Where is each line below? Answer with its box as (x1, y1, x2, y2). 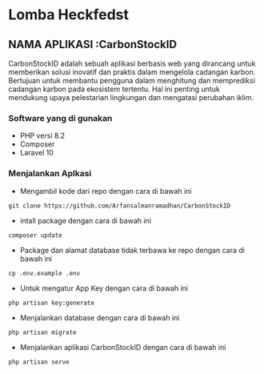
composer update (8, 231, 62, 239)
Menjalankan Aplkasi (8, 168, 92, 179)
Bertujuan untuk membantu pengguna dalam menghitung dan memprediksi (8, 76, 256, 85)
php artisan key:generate (8, 299, 94, 307)
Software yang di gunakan (8, 112, 113, 123)
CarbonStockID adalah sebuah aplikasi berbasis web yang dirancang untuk (8, 58, 256, 68)
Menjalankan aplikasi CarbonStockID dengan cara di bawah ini (19, 342, 226, 352)
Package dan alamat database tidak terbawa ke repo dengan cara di (19, 245, 246, 255)
